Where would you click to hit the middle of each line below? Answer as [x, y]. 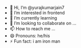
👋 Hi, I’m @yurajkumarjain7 [37, 8]
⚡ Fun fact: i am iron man [35, 41]
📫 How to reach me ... [32, 29]
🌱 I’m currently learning [33, 18]
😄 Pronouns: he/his [30, 36]
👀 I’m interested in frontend [37, 13]
